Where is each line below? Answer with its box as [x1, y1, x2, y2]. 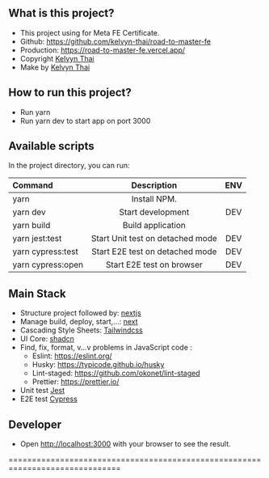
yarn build [12, 220, 51, 231]
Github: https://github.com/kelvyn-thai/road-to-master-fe [19, 36, 212, 46]
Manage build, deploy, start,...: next [19, 317, 139, 327]
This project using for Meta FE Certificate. [19, 27, 160, 37]
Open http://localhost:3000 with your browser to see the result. [19, 439, 232, 449]
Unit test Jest [19, 386, 65, 396]
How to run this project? [8, 86, 132, 99]
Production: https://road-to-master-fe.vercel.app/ [19, 44, 186, 55]
